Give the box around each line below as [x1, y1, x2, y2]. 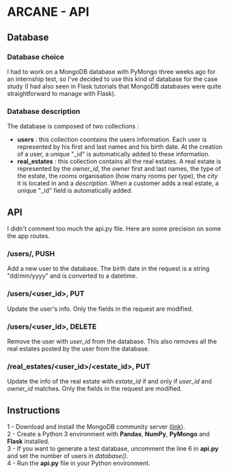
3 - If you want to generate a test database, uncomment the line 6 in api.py [7, 444, 219, 453]
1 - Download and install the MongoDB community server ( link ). [7, 423, 186, 431]
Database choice [7, 52, 65, 62]
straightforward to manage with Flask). [7, 89, 116, 97]
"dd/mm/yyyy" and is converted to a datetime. [7, 272, 138, 280]
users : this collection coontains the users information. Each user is [16, 135, 207, 144]
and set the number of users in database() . [7, 451, 129, 460]
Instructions [7, 404, 60, 416]
